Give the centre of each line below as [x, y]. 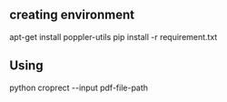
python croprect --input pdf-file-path [79, 87]
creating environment [72, 15]
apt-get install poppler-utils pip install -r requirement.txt [113, 36]
